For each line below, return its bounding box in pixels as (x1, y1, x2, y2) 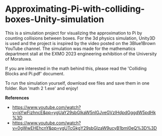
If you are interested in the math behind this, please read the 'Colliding (5, 65, 147, 71)
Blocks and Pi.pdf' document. (5, 70, 65, 76)
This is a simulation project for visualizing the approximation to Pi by (5, 30, 142, 36)
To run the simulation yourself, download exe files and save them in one (5, 80, 150, 86)
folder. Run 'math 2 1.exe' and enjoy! (5, 85, 78, 91)
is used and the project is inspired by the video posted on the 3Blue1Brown (5, 40, 156, 46)
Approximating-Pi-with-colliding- (5, 3, 145, 15)
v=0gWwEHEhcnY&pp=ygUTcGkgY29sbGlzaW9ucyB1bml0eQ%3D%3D (12, 125, 157, 131)
